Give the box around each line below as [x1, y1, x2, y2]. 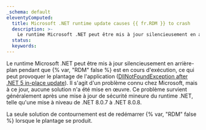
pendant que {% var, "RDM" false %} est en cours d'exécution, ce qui [18, 66, 194, 73]
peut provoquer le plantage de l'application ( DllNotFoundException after [6, 73, 188, 80]
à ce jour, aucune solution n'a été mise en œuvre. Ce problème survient [6, 85, 188, 93]
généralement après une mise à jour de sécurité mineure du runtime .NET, [6, 92, 193, 99]
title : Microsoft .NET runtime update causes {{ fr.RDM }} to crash [12, 20, 191, 26]
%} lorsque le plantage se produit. [6, 117, 93, 124]
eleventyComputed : [6, 15, 53, 21]
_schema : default [6, 9, 51, 15]
